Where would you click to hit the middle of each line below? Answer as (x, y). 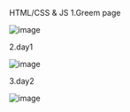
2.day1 (21, 47)
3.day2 (22, 81)
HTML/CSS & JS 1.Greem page (65, 13)
